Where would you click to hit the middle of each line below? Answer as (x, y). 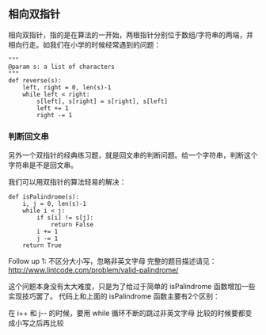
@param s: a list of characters (61, 67)
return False (72, 225)
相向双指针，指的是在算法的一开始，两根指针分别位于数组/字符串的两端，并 (131, 35)
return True (42, 246)
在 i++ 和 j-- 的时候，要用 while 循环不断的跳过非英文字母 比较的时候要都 (127, 313)
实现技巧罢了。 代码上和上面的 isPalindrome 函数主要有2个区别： (114, 296)
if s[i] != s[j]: (65, 218)
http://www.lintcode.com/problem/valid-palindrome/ (93, 270)
